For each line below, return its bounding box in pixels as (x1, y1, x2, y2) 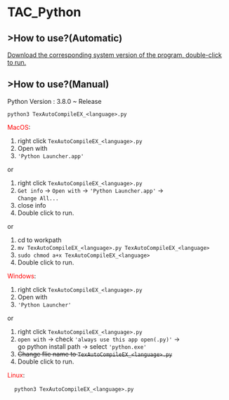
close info (17, 201, 46, 209)
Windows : (7, 272, 37, 280)
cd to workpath (17, 236, 62, 244)
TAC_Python (7, 4, 81, 20)
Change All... (17, 194, 59, 202)
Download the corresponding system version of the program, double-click (7, 51, 223, 59)
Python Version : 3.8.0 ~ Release (7, 97, 102, 105)
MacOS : (7, 123, 31, 131)
